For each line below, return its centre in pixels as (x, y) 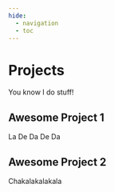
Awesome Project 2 (57, 162)
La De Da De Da (34, 137)
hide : (17, 16)
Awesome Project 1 (57, 117)
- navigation (37, 23)
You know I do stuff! (41, 92)
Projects (37, 70)
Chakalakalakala (35, 181)
